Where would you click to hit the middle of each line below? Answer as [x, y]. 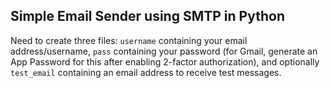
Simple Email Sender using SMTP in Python [147, 16]
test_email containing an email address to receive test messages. [146, 72]
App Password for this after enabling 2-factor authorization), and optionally [165, 61]
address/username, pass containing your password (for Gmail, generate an [164, 51]
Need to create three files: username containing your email [129, 40]
